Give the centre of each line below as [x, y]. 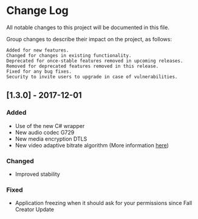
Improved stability [38, 174]
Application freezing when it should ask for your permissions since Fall [104, 203]
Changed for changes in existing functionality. [69, 55]
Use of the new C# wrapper [50, 126]
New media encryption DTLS [51, 139]
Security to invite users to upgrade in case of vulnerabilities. [92, 76]
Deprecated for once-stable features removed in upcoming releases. [95, 61]
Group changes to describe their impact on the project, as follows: [89, 39]
